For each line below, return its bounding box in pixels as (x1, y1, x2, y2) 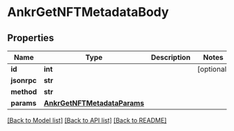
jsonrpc (10, 76, 37, 85)
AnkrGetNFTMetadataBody (7, 4, 169, 20)
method (10, 87, 37, 96)
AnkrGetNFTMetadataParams (43, 98, 145, 108)
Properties (7, 32, 54, 44)
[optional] (197, 64, 230, 74)
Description (150, 53, 191, 62)
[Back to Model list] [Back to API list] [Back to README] (7, 116, 167, 124)
